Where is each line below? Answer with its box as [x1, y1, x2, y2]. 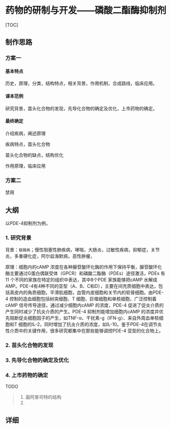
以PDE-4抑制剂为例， [5, 220, 51, 226]
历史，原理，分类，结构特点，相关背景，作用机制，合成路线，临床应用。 [5, 80, 157, 87]
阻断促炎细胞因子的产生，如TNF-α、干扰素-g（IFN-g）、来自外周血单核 [9, 315, 159, 321]
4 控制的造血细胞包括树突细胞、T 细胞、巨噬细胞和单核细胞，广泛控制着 [5, 296, 157, 302]
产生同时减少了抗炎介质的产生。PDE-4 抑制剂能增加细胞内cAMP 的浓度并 [5, 309, 159, 315]
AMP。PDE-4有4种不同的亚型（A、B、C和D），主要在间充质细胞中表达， [5, 283, 159, 289]
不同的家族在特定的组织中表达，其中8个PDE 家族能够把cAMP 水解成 [14, 276, 158, 283]
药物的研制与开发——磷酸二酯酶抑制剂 [5, 5, 167, 16]
